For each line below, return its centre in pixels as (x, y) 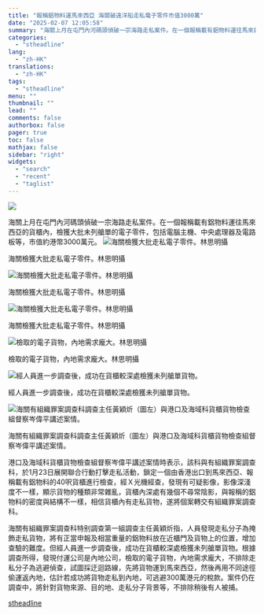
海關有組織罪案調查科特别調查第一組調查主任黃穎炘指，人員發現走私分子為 (128, 528)
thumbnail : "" (31, 103)
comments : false (35, 118)
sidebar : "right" (37, 154)
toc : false (26, 140)
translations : (31, 67)
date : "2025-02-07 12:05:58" (56, 23)
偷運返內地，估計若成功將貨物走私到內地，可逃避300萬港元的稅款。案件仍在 (132, 577)
